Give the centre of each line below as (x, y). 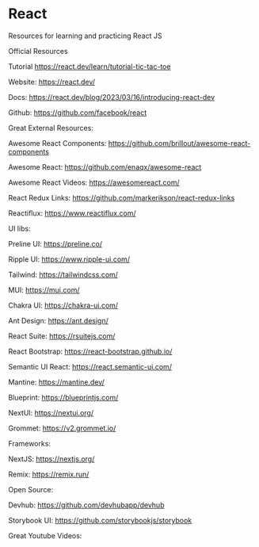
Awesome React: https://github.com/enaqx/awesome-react (105, 166)
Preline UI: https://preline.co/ (55, 243)
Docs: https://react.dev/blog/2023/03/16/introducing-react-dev (112, 97)
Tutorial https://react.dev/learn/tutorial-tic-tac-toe (90, 66)
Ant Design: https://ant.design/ (59, 320)
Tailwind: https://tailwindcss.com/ (63, 274)
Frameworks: (30, 443)
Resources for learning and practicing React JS (85, 36)
